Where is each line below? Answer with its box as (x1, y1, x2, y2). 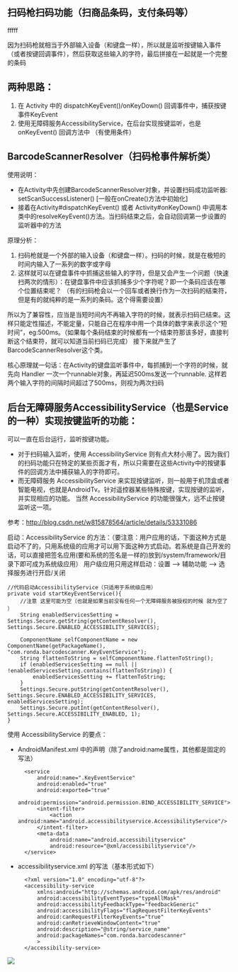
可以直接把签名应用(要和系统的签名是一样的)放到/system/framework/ (19, 551, 221, 560)
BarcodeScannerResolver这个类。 (7, 346, 107, 354)
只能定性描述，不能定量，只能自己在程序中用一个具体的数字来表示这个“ (13, 320, 222, 328)
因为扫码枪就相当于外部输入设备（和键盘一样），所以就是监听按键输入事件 (7, 40, 222, 49)
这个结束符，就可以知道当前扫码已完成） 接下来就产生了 (13, 337, 177, 346)
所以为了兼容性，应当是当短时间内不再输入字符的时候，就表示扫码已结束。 (7, 310, 225, 319)
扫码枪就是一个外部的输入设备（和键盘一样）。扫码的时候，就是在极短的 (17, 251, 226, 260)
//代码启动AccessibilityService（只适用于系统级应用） (7, 584, 157, 592)
